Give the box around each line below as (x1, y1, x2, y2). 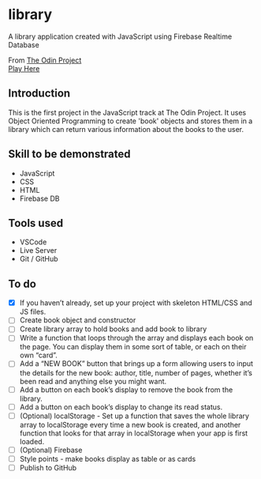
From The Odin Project (8, 55, 82, 65)
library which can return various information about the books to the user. (8, 124, 244, 134)
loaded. (19, 436, 45, 446)
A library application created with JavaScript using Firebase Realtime (8, 32, 233, 41)
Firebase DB (19, 194, 60, 203)
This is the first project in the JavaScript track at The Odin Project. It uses (8, 107, 247, 117)
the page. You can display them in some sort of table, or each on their (19, 342, 247, 352)
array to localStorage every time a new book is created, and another (19, 420, 241, 429)
